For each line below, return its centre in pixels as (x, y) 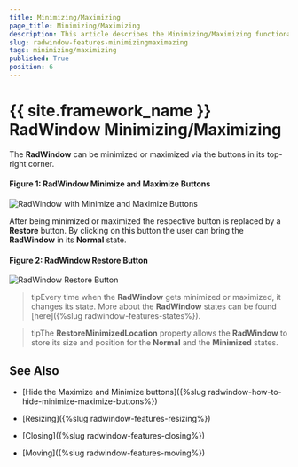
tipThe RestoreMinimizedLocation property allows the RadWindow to (159, 333)
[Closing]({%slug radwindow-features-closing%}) (114, 436)
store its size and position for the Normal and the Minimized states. (155, 343)
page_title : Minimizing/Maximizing (75, 26)
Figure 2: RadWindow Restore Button (78, 260)
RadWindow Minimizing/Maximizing (145, 130)
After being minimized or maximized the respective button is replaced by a (145, 221)
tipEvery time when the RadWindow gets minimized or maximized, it (156, 297)
